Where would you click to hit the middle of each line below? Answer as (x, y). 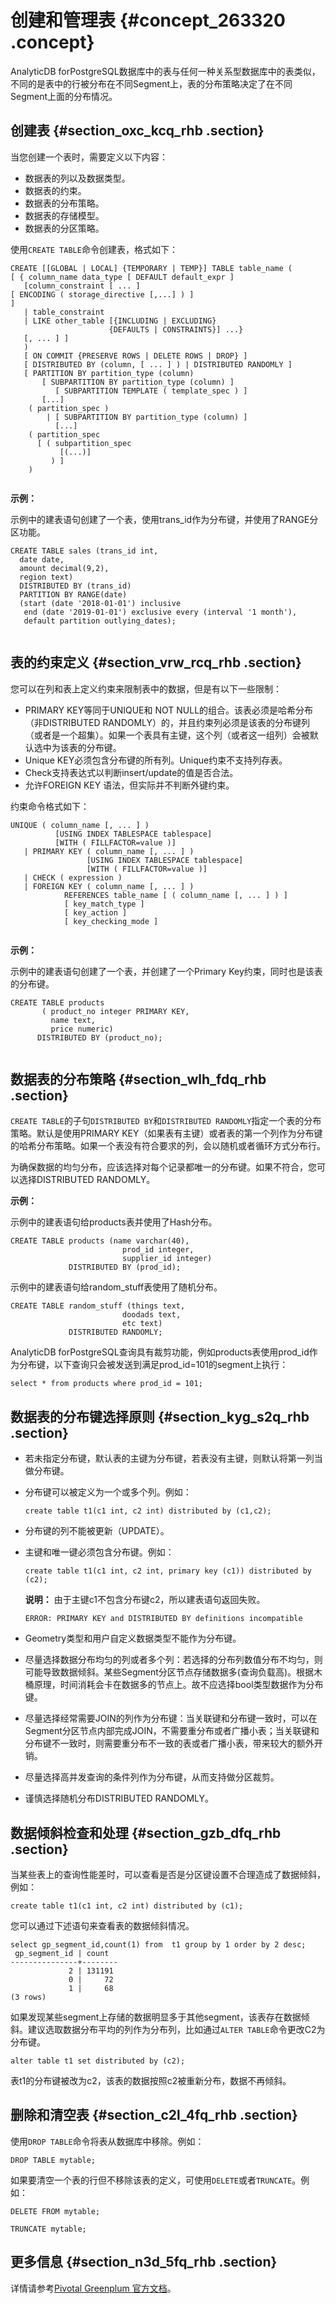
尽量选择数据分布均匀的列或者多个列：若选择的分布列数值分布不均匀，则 (173, 1660)
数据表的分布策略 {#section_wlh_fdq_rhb (138, 1079)
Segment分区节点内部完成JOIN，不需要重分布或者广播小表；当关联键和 (172, 1731)
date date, (42, 559)
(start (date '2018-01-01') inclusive (100, 603)
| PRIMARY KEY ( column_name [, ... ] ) (109, 851)
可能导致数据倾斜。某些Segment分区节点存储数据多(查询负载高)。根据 (169, 1672)
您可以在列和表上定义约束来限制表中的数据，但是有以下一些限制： (146, 688)
